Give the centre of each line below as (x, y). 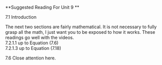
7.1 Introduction (21, 17)
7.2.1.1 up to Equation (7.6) (32, 43)
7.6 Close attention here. (31, 58)
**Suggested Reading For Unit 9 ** (42, 7)
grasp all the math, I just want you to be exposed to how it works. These (80, 32)
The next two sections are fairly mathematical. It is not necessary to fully (81, 27)
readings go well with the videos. (40, 38)
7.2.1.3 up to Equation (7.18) (33, 48)
